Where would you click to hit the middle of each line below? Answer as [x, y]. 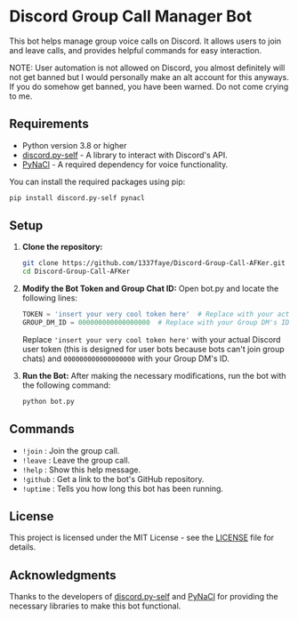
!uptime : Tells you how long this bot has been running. [123, 488]
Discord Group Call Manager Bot [130, 16]
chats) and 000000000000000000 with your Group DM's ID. [125, 358]
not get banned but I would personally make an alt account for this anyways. [149, 76]
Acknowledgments [63, 575]
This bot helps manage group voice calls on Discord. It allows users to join [145, 41]
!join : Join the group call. [71, 450]
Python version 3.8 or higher [74, 145]
